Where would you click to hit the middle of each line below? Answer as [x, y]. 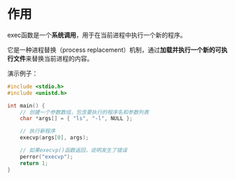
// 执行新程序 [38, 131]
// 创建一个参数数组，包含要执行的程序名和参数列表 [84, 112]
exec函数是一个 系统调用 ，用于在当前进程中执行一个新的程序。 [97, 35]
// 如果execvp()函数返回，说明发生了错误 [73, 151]
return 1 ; [34, 163]
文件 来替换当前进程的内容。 [53, 58]
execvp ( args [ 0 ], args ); [55, 138]
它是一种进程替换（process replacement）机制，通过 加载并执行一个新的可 [114, 50]
